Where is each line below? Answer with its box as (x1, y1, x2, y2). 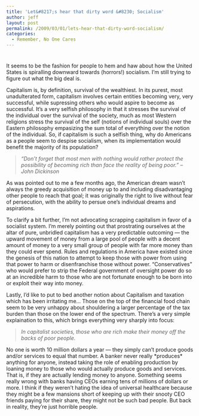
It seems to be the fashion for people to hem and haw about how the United (6, 62, 192, 69)
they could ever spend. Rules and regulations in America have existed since (6, 248, 192, 255)
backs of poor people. (20, 335, 76, 342)
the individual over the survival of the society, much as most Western (6, 112, 176, 119)
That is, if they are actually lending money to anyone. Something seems (6, 371, 182, 379)
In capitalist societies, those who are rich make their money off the (20, 328, 186, 335)
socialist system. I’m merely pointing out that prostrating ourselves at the (6, 223, 185, 230)
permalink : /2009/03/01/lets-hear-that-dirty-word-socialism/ (6, 25, 164, 32)
